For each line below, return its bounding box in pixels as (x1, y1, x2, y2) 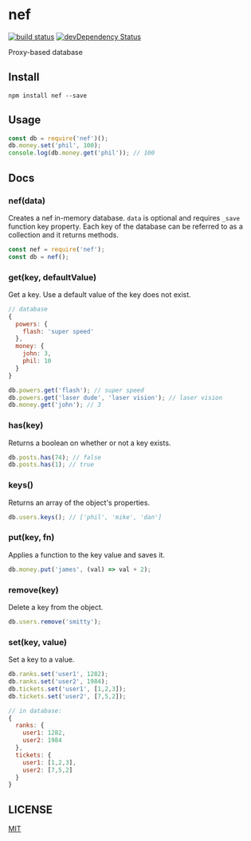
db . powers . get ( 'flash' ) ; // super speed (8, 386, 145, 394)
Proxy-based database (8, 47, 84, 57)
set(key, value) (8, 636, 68, 647)
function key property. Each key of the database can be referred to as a (8, 221, 243, 231)
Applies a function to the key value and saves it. (8, 550, 166, 559)
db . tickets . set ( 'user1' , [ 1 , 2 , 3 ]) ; (8, 685, 127, 693)
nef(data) (8, 195, 46, 206)
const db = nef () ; (8, 252, 69, 260)
